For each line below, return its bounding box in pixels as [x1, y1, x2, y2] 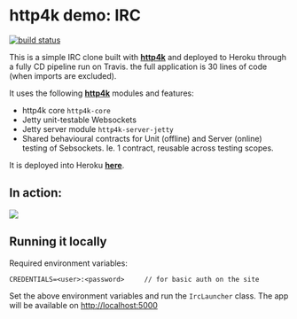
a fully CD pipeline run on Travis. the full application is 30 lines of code [9, 61, 268, 72]
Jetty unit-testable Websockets [21, 114, 137, 125]
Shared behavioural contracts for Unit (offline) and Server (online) [21, 133, 263, 144]
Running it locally [9, 234, 107, 249]
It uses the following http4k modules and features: [9, 88, 194, 98]
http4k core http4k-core [21, 105, 111, 115]
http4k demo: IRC [9, 5, 142, 26]
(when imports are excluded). [9, 70, 117, 81]
